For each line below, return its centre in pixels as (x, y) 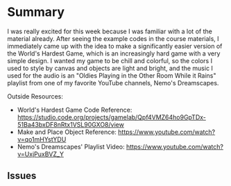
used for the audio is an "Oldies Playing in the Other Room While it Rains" (112, 75)
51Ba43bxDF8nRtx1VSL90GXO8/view (71, 124)
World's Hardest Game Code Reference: (75, 110)
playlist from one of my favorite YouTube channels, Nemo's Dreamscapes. (113, 83)
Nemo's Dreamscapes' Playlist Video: (71, 146)
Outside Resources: (35, 96)
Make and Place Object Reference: (67, 132)
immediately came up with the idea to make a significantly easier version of (115, 46)
